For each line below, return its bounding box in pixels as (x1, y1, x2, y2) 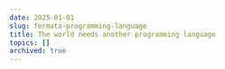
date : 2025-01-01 (9, 13, 75, 22)
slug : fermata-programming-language (9, 22, 147, 30)
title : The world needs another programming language (9, 30, 217, 39)
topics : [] (9, 38, 51, 47)
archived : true (9, 47, 67, 56)
